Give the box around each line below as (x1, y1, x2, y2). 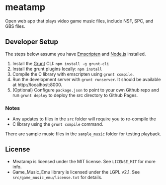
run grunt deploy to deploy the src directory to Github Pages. (12, 92, 138, 98)
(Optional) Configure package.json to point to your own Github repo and (12, 87, 159, 93)
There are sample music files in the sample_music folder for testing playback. (5, 131, 162, 137)
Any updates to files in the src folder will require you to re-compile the (12, 116, 157, 122)
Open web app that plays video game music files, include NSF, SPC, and (5, 18, 154, 24)
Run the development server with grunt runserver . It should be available (12, 76, 161, 82)
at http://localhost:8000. (12, 82, 62, 88)
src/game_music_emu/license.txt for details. (12, 174, 103, 180)
